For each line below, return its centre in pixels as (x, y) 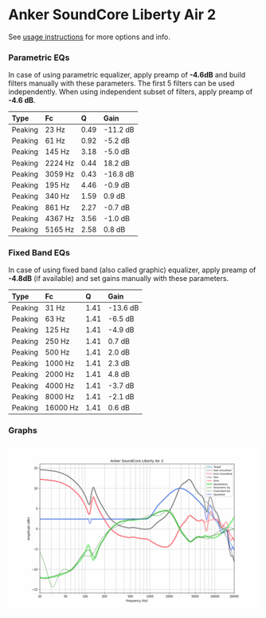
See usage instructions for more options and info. (90, 37)
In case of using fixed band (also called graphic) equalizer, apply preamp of (132, 270)
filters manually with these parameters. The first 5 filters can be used (121, 83)
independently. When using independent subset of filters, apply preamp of (131, 92)
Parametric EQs (39, 57)
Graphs (23, 430)
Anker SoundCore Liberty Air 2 (112, 15)
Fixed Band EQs (39, 252)
